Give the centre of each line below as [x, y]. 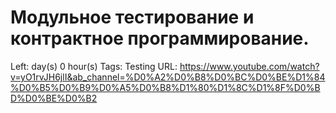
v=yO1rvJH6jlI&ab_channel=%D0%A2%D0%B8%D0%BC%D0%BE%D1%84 [168, 77]
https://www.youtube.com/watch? [249, 66]
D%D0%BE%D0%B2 [54, 98]
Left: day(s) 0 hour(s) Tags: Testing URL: [94, 66]
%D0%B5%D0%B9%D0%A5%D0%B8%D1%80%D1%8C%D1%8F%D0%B [165, 87]
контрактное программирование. [160, 38]
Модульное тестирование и [132, 17]
